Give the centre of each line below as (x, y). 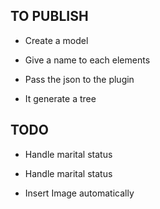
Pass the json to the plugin (79, 79)
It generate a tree (60, 98)
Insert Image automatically (79, 193)
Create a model (56, 40)
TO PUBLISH (49, 16)
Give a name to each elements (87, 60)
